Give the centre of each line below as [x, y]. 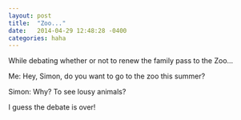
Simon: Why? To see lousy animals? [67, 92]
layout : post [30, 16]
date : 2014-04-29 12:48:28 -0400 [68, 30]
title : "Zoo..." [37, 23]
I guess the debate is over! [52, 107]
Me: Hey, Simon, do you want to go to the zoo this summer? [107, 76]
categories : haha [37, 38]
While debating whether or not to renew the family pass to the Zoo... [121, 61]
